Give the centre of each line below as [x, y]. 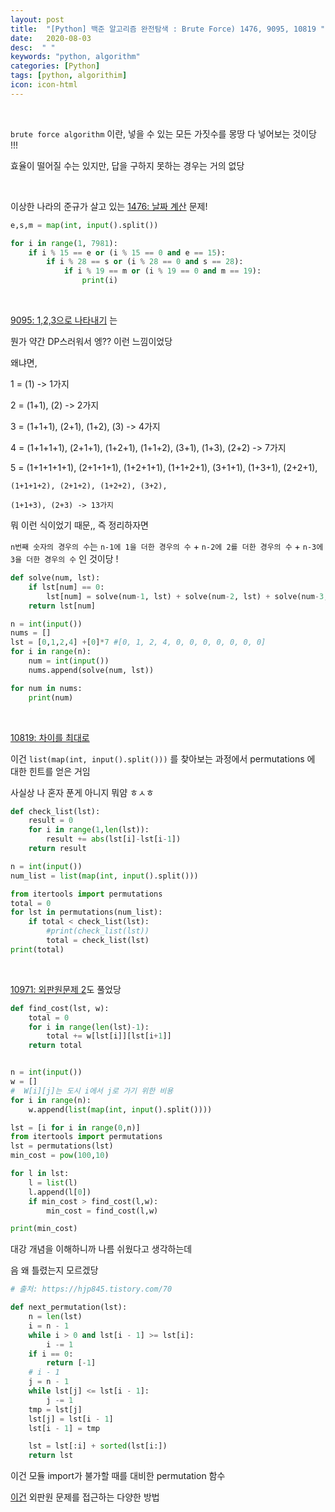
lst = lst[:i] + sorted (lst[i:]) [98, 1446]
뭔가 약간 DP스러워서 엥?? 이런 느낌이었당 [91, 341]
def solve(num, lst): [55, 578]
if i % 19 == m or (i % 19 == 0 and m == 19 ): [162, 271]
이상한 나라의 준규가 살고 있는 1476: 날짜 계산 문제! [109, 206]
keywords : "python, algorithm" [75, 57]
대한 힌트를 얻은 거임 [50, 771]
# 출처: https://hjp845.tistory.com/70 [91, 1289]
